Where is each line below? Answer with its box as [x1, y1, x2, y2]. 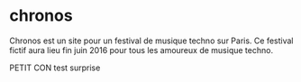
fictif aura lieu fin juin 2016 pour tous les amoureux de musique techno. [9, 44, 273, 55]
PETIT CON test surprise [9, 62, 101, 73]
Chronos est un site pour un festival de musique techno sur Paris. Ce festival [9, 35, 294, 46]
